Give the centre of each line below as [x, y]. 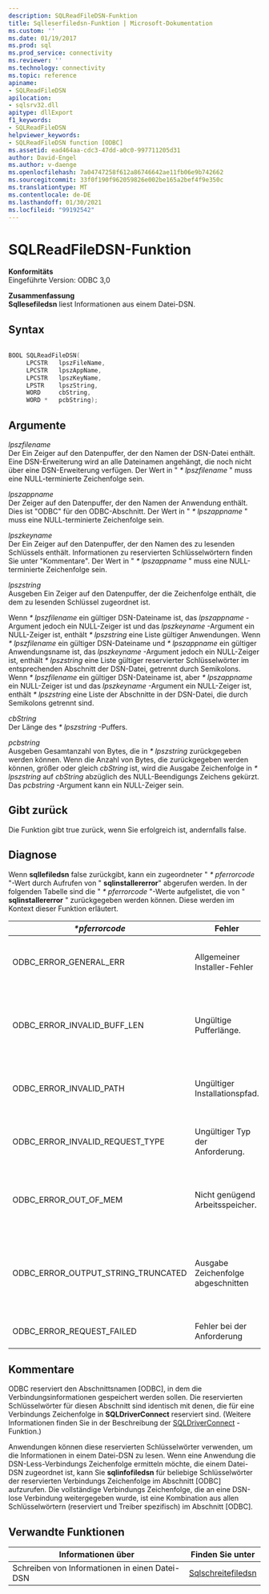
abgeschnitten [222, 1283]
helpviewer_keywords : [44, 135]
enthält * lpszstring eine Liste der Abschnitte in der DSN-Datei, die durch [128, 694]
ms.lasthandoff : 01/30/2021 [55, 202]
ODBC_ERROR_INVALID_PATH [69, 1088]
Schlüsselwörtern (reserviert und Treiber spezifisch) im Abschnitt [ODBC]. [131, 1507]
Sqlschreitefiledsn [223, 1573]
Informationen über [96, 1555]
